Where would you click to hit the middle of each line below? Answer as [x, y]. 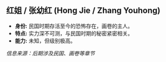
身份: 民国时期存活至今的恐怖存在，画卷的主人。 [74, 26]
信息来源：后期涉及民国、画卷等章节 [51, 53]
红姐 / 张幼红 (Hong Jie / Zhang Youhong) [83, 11]
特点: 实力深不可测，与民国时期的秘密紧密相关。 [74, 33]
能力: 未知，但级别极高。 [45, 41]
